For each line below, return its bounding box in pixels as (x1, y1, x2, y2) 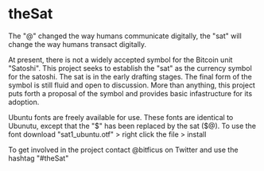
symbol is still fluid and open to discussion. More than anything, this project (8, 80, 256, 90)
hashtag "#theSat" (8, 153, 69, 163)
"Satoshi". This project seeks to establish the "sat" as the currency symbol (8, 63, 252, 72)
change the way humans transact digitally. (8, 39, 147, 49)
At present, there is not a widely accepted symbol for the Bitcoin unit (8, 55, 233, 64)
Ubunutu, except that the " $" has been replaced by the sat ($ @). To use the (8, 121, 257, 130)
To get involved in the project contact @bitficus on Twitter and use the (8, 145, 239, 154)
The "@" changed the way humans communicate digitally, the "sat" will (8, 31, 243, 41)
